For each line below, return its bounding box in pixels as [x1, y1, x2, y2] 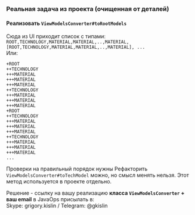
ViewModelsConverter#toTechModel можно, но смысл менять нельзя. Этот [6, 172, 190, 179]
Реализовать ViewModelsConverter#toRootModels [6, 20, 127, 27]
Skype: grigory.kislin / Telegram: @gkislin [6, 202, 109, 210]
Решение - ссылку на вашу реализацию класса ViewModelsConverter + [6, 189, 185, 197]
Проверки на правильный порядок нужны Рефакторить [6, 166, 148, 173]
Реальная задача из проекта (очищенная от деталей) [6, 5, 169, 13]
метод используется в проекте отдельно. [6, 178, 112, 185]
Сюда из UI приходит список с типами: [6, 33, 106, 40]
